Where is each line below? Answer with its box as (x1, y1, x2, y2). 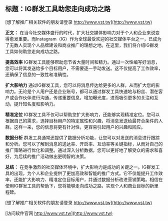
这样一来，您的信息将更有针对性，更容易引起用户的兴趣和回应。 (13, 124, 145, 130)
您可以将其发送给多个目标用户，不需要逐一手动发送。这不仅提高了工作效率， (5, 65, 163, 71)
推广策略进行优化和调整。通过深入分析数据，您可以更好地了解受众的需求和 (5, 147, 158, 153)
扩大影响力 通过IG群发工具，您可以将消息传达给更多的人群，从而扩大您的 (5, 82, 156, 88)
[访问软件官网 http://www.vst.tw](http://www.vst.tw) (5, 210, 113, 216)
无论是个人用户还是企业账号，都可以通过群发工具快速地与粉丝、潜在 (18, 88, 158, 94)
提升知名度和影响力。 (13, 100, 58, 106)
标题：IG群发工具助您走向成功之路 (5, 4, 111, 13)
